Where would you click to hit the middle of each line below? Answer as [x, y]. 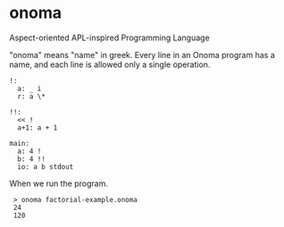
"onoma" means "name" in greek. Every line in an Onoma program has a [142, 55]
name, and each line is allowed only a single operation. [110, 64]
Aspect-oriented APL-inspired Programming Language [109, 38]
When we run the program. [59, 183]
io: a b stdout [46, 167]
